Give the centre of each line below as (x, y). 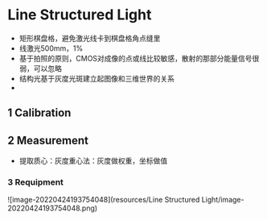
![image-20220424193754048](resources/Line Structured (104, 200)
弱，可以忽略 (40, 68)
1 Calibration (39, 113)
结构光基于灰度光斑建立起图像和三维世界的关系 (97, 78)
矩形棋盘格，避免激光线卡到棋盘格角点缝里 (90, 38)
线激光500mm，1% (51, 48)
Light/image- (223, 200)
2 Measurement (48, 140)
